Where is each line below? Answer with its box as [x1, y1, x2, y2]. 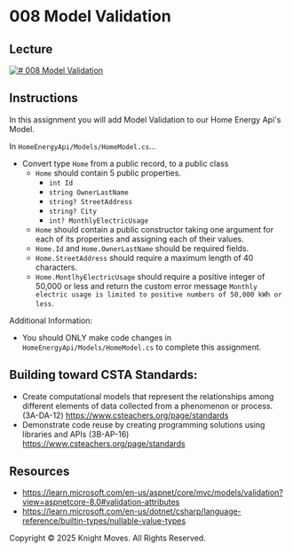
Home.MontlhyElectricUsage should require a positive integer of [35, 271, 265, 281]
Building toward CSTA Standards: [9, 367, 198, 382]
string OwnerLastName [48, 188, 129, 197]
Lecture [9, 42, 53, 57]
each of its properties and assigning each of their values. [35, 233, 244, 244]
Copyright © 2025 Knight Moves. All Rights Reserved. [9, 532, 206, 543]
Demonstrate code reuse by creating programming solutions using [21, 419, 265, 430]
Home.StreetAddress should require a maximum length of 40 [35, 252, 254, 263]
